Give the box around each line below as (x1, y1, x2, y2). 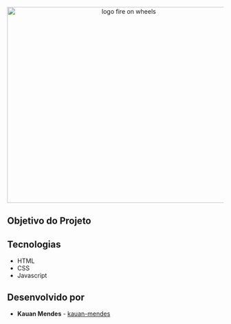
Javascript (16, 272, 47, 280)
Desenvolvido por (7, 291, 85, 303)
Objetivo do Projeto (7, 215, 91, 227)
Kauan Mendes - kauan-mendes (16, 310, 111, 318)
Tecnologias (7, 238, 61, 250)
